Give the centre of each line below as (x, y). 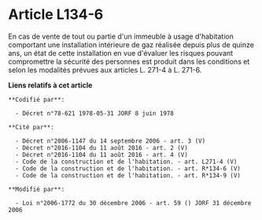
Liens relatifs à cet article (50, 85)
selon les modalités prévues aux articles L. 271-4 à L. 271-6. (105, 69)
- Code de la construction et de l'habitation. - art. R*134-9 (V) (128, 175)
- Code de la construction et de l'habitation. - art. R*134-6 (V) (128, 168)
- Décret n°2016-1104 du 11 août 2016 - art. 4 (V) (102, 155)
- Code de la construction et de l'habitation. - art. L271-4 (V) (126, 162)
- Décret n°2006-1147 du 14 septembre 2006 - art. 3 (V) (111, 141)
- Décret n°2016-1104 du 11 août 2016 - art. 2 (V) (102, 147)
